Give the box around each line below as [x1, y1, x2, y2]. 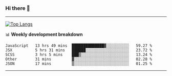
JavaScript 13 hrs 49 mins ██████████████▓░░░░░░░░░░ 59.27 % [5, 43, 153, 48]
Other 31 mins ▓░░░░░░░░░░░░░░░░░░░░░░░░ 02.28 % [5, 56, 153, 62]
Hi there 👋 [5, 5, 31, 12]
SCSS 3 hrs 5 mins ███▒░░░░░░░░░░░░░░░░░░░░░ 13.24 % [5, 52, 153, 58]
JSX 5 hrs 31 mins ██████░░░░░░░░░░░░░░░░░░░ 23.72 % [5, 48, 153, 53]
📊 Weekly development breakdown [5, 31, 83, 37]
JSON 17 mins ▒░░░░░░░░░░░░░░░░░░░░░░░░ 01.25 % [5, 61, 153, 66]
